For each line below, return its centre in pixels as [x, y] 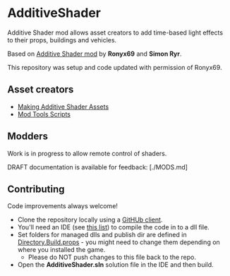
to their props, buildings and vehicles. [62, 40]
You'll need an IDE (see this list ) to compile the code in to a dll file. [113, 227]
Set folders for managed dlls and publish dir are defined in [102, 235]
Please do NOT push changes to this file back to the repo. [112, 257]
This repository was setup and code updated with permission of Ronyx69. [115, 67]
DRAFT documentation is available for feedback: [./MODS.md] [98, 167]
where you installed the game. [61, 250]
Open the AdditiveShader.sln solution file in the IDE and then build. [115, 265]
